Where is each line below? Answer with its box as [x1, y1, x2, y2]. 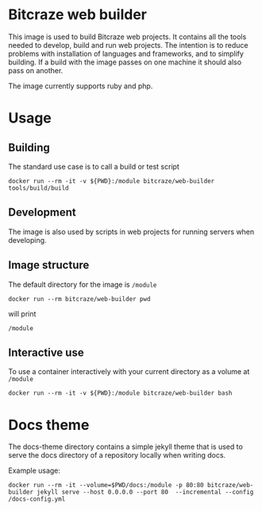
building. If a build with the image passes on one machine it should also [8, 57, 242, 67]
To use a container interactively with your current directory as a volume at [8, 367, 250, 376]
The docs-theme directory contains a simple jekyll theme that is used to [8, 442, 244, 451]
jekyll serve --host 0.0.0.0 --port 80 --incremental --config [37, 488, 254, 497]
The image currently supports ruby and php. [8, 81, 153, 91]
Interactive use [8, 345, 85, 359]
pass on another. [8, 65, 64, 75]
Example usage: [8, 466, 61, 475]
